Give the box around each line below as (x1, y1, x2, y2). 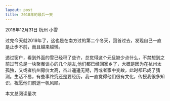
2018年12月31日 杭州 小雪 (5, 26, 58, 33)
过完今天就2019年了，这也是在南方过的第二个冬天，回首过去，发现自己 (5, 37, 153, 43)
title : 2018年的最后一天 (5, 12, 53, 17)
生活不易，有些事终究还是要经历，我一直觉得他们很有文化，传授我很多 (14, 73, 160, 79)
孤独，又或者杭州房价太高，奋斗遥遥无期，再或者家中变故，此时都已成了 (5, 67, 156, 73)
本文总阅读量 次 (5, 90, 36, 96)
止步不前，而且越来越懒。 (9, 43, 63, 49)
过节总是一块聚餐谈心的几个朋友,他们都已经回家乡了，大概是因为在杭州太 (9, 61, 162, 67)
